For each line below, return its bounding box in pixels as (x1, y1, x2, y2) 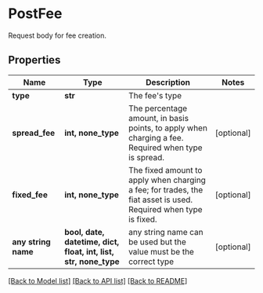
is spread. (128, 152, 165, 163)
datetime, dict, (64, 236, 120, 247)
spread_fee (12, 127, 56, 138)
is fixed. (128, 214, 158, 225)
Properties (8, 53, 61, 67)
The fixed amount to (128, 164, 203, 175)
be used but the (128, 236, 186, 247)
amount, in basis (128, 112, 189, 123)
